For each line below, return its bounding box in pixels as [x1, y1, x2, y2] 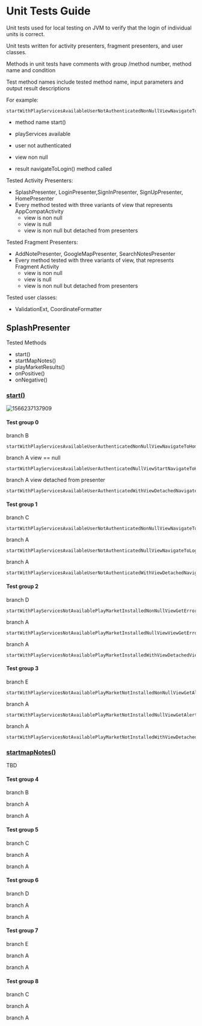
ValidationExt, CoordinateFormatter [14, 305, 102, 312]
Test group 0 [6, 418, 39, 425]
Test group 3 [6, 665, 39, 672]
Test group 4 [6, 775, 39, 783]
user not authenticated [14, 141, 72, 149]
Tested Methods [6, 339, 47, 346]
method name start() [14, 119, 66, 126]
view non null [14, 153, 48, 161]
